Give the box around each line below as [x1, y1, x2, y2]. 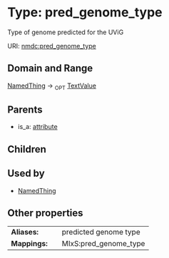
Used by [7, 167, 45, 180]
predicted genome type [61, 227, 140, 237]
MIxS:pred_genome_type [61, 239, 145, 249]
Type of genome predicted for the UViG [7, 28, 124, 36]
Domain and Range [7, 62, 93, 75]
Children [7, 143, 46, 155]
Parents [7, 103, 43, 115]
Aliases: [11, 227, 39, 237]
